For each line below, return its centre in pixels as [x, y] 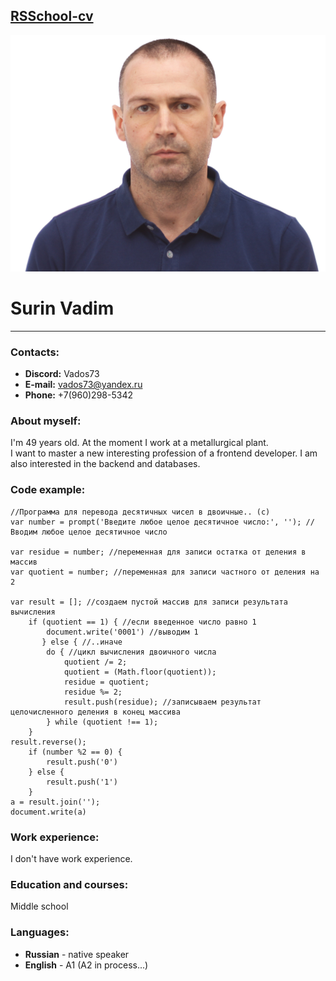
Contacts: [35, 352]
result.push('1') [82, 782]
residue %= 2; [93, 692]
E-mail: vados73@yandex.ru [83, 385]
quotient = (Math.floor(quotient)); [140, 672]
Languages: [40, 932]
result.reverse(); [48, 742]
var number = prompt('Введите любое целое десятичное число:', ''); [156, 522]
